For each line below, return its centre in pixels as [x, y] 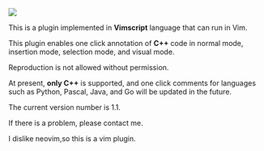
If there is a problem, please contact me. [76, 123]
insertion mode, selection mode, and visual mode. [92, 52]
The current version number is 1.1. [65, 107]
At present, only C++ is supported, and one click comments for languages [132, 83]
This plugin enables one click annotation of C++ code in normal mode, [126, 43]
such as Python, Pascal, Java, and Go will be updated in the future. [120, 92]
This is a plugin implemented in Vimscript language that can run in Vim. [128, 27]
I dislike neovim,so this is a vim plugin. [72, 138]
